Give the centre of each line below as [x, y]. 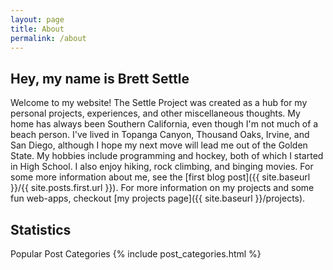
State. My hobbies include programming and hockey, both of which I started [167, 156]
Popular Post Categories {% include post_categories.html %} [136, 254]
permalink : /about [48, 38]
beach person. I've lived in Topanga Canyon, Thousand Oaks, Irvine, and [160, 135]
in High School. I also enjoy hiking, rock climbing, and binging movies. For [162, 167]
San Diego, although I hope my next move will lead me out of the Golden [159, 145]
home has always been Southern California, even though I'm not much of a [164, 124]
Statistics [41, 229]
